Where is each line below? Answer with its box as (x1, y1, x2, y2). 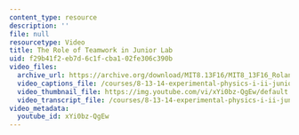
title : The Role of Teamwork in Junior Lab (9, 46, 174, 55)
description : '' (9, 21, 69, 30)
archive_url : (17, 71, 66, 80)
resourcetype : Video (9, 37, 86, 47)
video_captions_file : (17, 79, 98, 88)
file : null (9, 29, 50, 38)
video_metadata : (9, 104, 69, 113)
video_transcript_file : (17, 95, 105, 105)
